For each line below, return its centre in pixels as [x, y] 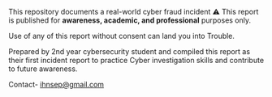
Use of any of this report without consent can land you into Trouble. [122, 36]
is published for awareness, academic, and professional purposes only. [130, 20]
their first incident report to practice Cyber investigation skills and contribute [136, 60]
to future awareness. [43, 69]
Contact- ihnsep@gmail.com [56, 84]
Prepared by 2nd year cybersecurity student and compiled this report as [129, 51]
